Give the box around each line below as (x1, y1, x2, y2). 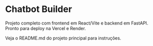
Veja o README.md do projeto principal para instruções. (5, 35, 121, 41)
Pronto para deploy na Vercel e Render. (5, 25, 86, 31)
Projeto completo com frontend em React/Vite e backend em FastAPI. (5, 20, 148, 26)
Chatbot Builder (5, 3, 72, 15)
